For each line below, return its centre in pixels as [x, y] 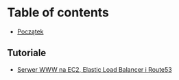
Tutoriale [27, 53]
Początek [30, 31]
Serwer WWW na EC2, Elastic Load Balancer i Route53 [95, 69]
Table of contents [58, 13]
